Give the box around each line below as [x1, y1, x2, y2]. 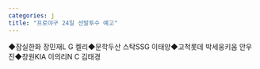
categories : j [8, 11, 55, 20]
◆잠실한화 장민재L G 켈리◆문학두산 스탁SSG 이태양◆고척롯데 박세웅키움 [8, 41, 238, 52]
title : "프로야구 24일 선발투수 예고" [8, 19, 118, 27]
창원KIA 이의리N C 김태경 [21, 52, 101, 61]
